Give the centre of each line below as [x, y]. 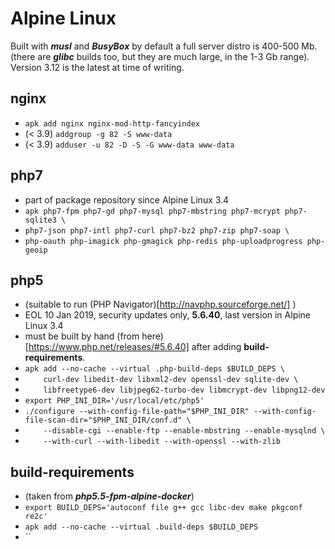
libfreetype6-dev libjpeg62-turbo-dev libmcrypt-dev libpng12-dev [184, 390]
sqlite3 [40, 220]
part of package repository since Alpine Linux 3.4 [127, 199]
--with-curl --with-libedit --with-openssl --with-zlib [162, 442]
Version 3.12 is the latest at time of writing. [97, 67]
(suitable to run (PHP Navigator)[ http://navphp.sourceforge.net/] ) [160, 304]
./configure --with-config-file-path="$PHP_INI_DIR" [137, 412]
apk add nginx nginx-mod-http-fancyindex [112, 123]
